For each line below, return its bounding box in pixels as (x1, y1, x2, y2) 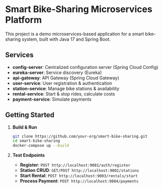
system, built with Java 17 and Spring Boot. (22, 36, 111, 42)
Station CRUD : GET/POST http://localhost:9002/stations (20, 167, 139, 173)
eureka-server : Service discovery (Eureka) (12, 69, 102, 75)
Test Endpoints (12, 152, 45, 158)
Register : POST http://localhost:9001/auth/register (20, 162, 130, 168)
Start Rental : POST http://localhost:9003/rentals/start (20, 172, 138, 179)
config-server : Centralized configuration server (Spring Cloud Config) (12, 64, 158, 70)
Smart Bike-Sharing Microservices (5, 4, 152, 15)
